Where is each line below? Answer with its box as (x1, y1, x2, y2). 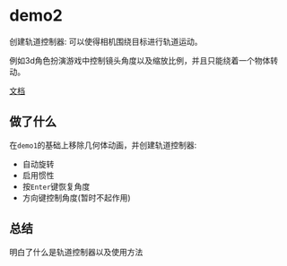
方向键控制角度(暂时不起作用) (22, 192, 132, 202)
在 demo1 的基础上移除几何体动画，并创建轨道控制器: (9, 140, 197, 150)
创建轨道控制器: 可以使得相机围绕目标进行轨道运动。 (9, 36, 203, 47)
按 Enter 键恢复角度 (22, 181, 91, 192)
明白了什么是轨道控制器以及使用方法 (9, 246, 143, 257)
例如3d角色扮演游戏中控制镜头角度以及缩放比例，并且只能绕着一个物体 (9, 55, 271, 65)
